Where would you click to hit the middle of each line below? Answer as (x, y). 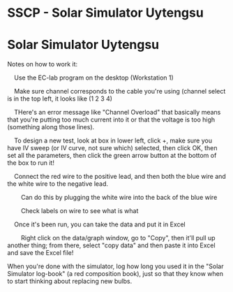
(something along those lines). (51, 127)
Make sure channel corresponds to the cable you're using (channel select (120, 92)
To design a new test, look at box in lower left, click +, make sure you (113, 140)
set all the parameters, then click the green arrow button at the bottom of (112, 156)
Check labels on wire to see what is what (80, 211)
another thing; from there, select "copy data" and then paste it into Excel (111, 245)
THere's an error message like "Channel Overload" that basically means (117, 112)
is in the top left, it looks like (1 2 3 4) (60, 98)
